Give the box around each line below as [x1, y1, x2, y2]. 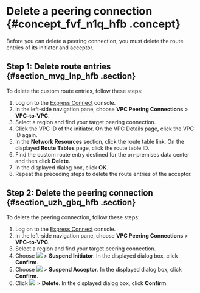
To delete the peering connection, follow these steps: [6, 213, 140, 221]
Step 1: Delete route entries [6, 62, 111, 72]
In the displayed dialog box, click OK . [15, 163, 108, 171]
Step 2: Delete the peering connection [6, 188, 153, 199]
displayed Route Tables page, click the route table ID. [15, 144, 150, 152]
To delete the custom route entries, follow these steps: [6, 87, 143, 94]
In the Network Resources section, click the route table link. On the [15, 138, 185, 145]
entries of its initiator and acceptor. [6, 44, 94, 51]
